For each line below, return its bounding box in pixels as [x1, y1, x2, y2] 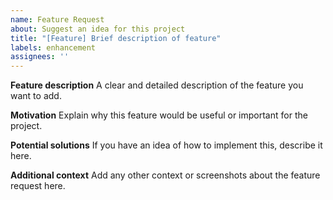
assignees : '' [10, 52, 70, 62]
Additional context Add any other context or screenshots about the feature [10, 169, 321, 181]
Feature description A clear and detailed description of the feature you [10, 79, 304, 91]
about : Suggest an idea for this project [10, 24, 186, 34]
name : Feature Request [10, 14, 105, 25]
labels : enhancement [10, 42, 97, 53]
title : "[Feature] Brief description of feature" [10, 33, 222, 43]
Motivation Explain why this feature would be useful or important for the [10, 109, 308, 121]
